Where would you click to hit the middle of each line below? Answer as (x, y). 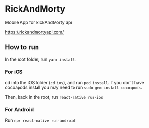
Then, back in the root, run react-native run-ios (54, 97)
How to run (22, 47)
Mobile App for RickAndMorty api (38, 22)
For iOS (14, 72)
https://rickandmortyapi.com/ (35, 32)
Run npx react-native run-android (40, 120)
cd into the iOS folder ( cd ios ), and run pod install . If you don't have (75, 83)
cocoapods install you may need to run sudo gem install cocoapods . (74, 88)
